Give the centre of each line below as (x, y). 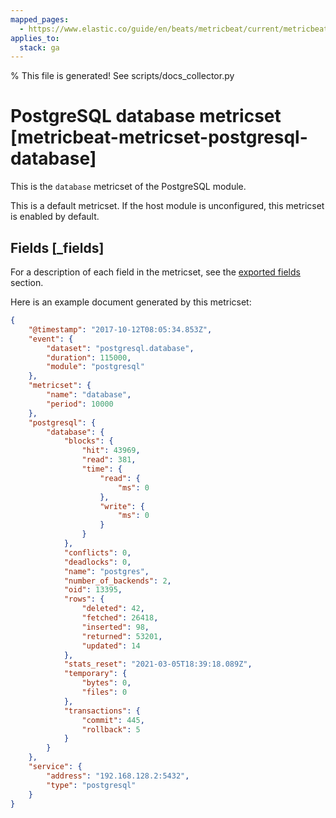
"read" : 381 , (109, 460)
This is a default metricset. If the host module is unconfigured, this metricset (167, 206)
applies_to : (35, 38)
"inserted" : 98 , (115, 627)
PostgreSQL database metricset (146, 116)
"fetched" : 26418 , (120, 618)
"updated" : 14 (111, 646)
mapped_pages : (40, 19)
